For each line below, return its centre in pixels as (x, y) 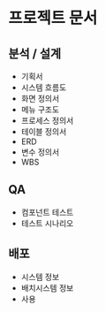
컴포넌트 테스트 (47, 212)
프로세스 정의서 (47, 121)
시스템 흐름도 (44, 88)
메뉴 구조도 (40, 110)
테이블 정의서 (44, 132)
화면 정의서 (40, 99)
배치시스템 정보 (47, 287)
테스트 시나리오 (47, 223)
